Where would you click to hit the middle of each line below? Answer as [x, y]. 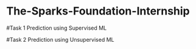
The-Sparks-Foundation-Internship [98, 11]
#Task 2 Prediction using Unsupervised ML [60, 39]
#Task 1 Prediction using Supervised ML [57, 28]
